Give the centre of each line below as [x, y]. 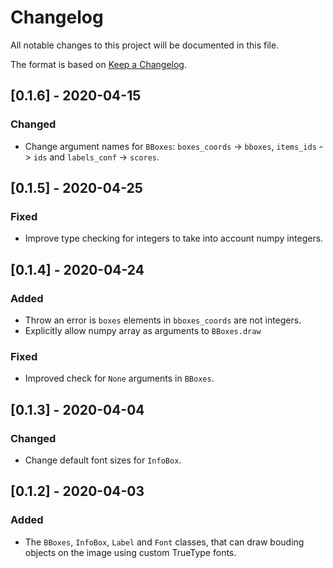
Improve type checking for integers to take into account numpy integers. [174, 238]
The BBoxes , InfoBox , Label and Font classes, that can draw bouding [164, 542]
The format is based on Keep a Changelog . [98, 64]
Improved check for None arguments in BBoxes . [119, 378]
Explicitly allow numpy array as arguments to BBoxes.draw [143, 330]
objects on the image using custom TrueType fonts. [130, 552]
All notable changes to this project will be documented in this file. [145, 45]
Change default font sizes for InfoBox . [103, 460]
